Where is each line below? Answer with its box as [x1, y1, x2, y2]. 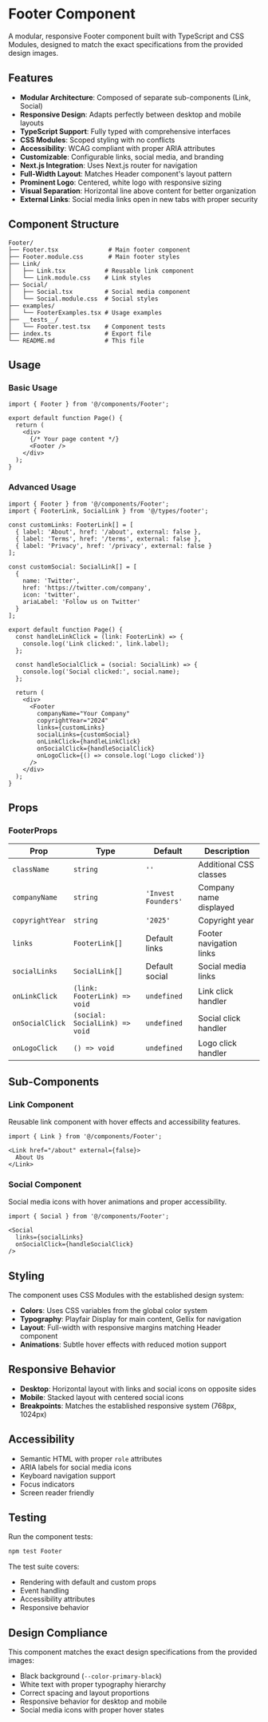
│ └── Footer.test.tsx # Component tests [8, 323, 166, 331]
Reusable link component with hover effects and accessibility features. [8, 1117, 241, 1126]
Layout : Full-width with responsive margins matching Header [19, 1323, 222, 1332]
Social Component [8, 1179, 82, 1190]
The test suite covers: [8, 1562, 80, 1572]
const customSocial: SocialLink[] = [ [8, 562, 137, 571]
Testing [8, 1511, 47, 1525]
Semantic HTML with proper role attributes [19, 1454, 163, 1463]
